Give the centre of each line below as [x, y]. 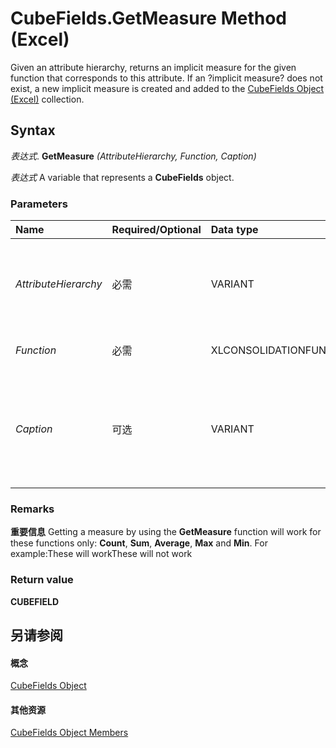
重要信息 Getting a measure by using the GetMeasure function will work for [166, 532]
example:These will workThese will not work [101, 554]
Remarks [32, 509]
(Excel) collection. [47, 99]
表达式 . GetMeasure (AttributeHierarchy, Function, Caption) [133, 156]
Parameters [39, 204]
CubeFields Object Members [69, 733]
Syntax [33, 130]
